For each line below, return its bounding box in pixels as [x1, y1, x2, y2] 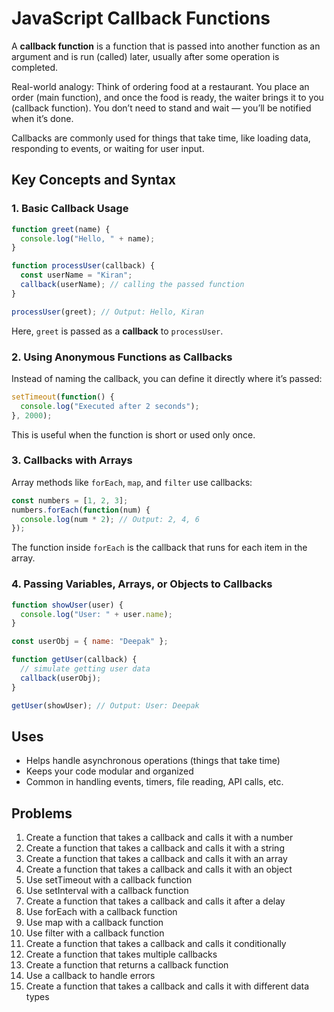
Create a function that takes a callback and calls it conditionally [25, 938, 287, 950]
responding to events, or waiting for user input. [11, 142, 205, 154]
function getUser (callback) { [11, 655, 138, 665]
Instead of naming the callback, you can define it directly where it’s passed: [11, 372, 323, 384]
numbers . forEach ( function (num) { [11, 505, 151, 515]
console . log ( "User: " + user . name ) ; [20, 609, 173, 619]
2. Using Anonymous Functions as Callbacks [11, 350, 233, 364]
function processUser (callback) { [11, 261, 156, 271]
